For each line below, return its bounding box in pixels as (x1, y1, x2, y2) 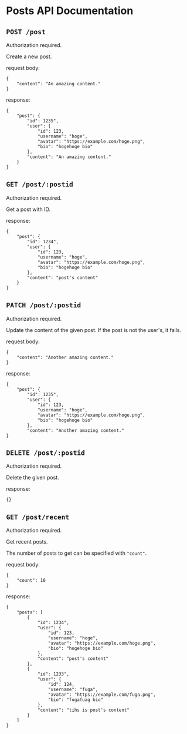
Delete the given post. (6, 474, 60, 481)
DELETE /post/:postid (6, 448, 85, 457)
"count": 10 (16, 578, 46, 584)
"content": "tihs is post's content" (37, 707, 130, 713)
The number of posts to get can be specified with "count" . (6, 549, 147, 557)
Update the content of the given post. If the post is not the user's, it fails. (6, 326, 182, 333)
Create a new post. (6, 53, 52, 60)
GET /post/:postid (6, 180, 73, 189)
